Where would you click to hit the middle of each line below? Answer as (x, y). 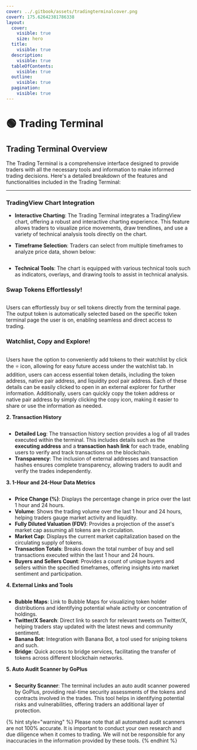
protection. (28, 710)
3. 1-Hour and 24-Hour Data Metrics (51, 482)
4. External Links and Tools (40, 585)
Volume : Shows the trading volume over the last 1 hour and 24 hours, (98, 511)
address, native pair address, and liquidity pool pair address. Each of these (96, 381)
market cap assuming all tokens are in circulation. (74, 530)
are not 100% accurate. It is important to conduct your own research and (94, 728)
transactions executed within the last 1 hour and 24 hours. (84, 555)
